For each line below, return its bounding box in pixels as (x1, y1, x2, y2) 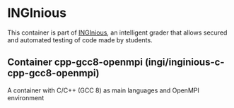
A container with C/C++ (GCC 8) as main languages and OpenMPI (7, 86, 199, 95)
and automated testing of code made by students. (7, 35, 153, 44)
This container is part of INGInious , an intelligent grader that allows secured (7, 28, 228, 37)
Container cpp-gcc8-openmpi (7, 56, 144, 68)
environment (7, 93, 45, 102)
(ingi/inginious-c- (144, 56, 225, 68)
